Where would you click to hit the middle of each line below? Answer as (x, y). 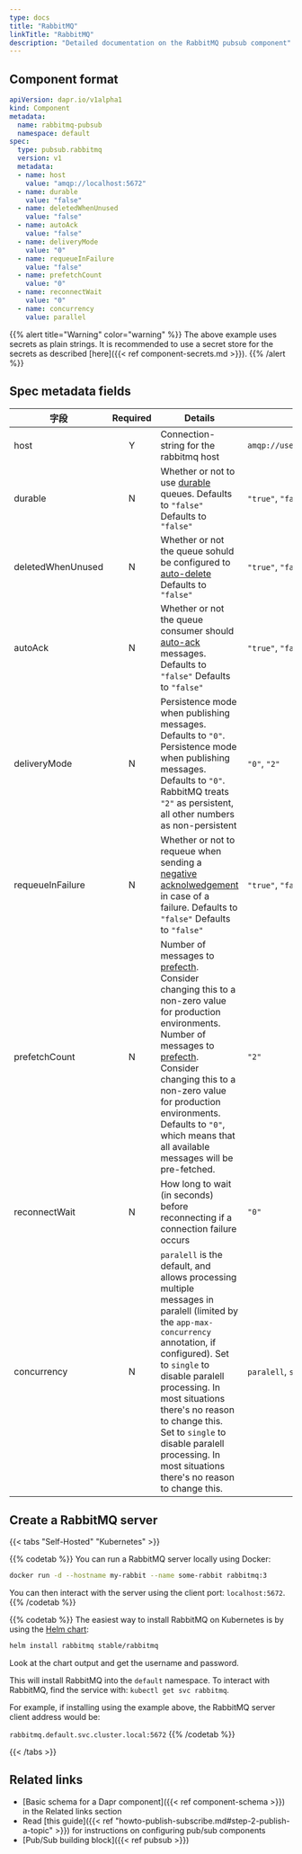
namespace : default (54, 133)
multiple (178, 1288)
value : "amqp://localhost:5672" (86, 183)
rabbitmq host (190, 457)
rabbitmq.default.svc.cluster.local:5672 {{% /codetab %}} (122, 1734)
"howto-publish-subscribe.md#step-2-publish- (203, 1821)
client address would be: (55, 1717)
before (174, 1206)
